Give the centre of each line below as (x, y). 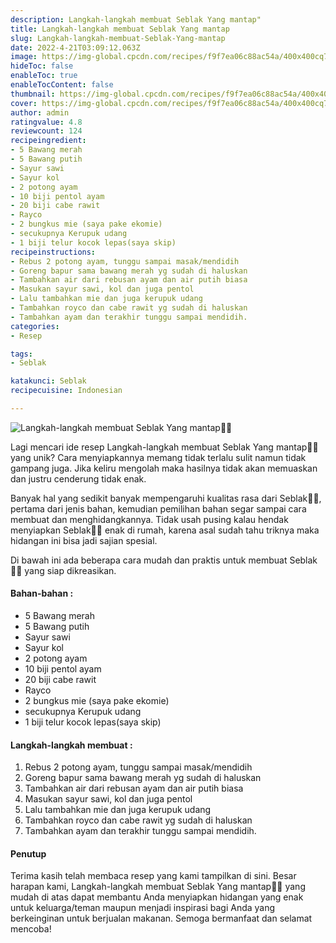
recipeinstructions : (53, 252)
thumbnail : (33, 94)
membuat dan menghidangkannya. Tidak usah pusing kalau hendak (149, 519)
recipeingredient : (48, 141)
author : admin (40, 112)
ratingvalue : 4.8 (46, 122)
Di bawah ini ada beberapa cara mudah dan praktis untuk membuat (149, 560)
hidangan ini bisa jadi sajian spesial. (84, 540)
